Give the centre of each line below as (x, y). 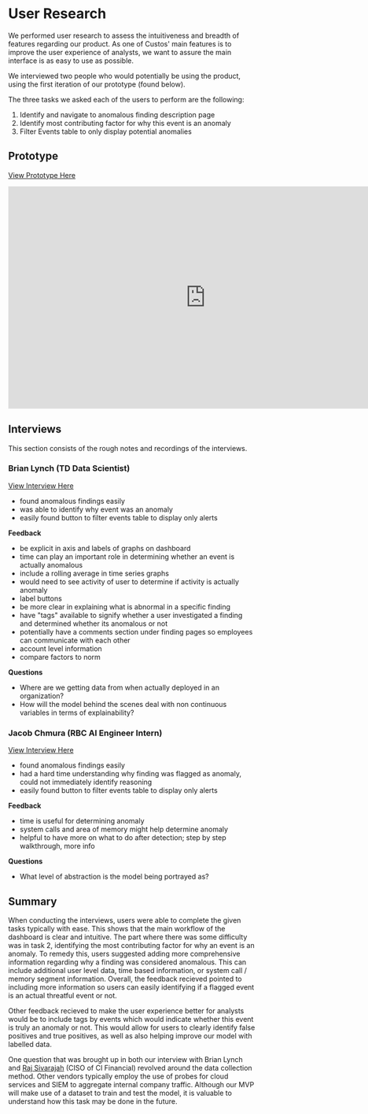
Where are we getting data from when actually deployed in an (120, 687)
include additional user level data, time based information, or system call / (128, 970)
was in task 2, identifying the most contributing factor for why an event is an (131, 945)
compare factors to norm (60, 657)
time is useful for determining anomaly (82, 821)
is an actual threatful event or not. (63, 995)
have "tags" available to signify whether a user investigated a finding (131, 615)
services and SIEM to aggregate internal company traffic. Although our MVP (131, 1084)
